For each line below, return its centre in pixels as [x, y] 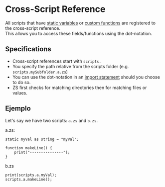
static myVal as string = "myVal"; [42, 139]
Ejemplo [18, 109]
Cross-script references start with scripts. [57, 61]
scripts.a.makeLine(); [29, 179]
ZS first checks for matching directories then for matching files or [80, 88]
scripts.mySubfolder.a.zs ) [40, 72]
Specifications [28, 49]
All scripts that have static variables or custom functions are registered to [81, 23]
